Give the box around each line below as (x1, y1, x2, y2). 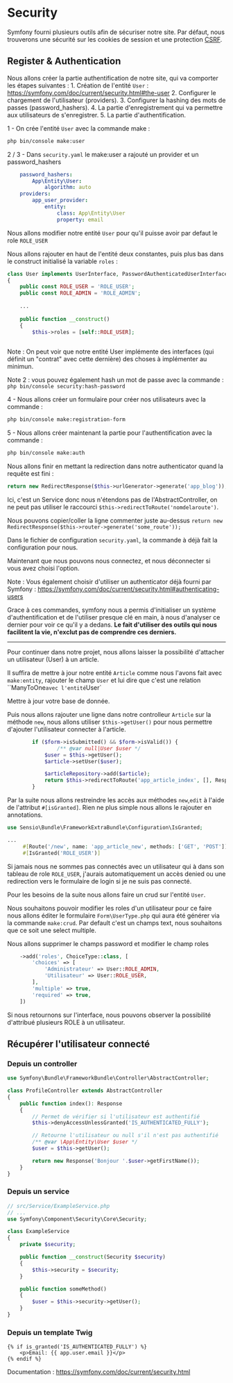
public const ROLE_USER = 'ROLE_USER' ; (19, 283, 135, 290)
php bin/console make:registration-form (7, 416, 126, 423)
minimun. (7, 363, 34, 371)
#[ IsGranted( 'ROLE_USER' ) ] (22, 850, 101, 856)
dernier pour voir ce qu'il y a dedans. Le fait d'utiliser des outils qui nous (7, 620, 217, 629)
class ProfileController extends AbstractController (7, 1087, 163, 1095)
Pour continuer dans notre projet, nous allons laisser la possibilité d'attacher (7, 647, 225, 656)
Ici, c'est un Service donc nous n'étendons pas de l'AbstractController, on (7, 495, 218, 504)
